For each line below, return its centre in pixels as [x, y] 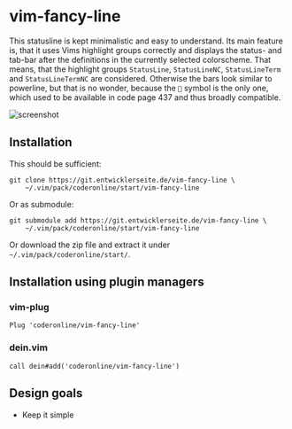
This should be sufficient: [55, 164]
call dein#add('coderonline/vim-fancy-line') [94, 366]
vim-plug [30, 308]
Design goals [46, 393]
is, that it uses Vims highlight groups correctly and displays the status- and [146, 50]
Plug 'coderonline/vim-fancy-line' [75, 325]
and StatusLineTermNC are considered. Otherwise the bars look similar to [141, 78]
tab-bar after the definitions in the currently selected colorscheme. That [140, 59]
